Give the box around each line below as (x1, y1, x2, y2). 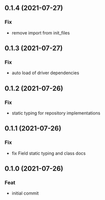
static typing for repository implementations (11, 110, 101, 116)
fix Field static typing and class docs (11, 150, 86, 156)
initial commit (11, 190, 39, 196)
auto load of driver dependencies (11, 70, 79, 76)
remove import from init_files (11, 29, 70, 36)
